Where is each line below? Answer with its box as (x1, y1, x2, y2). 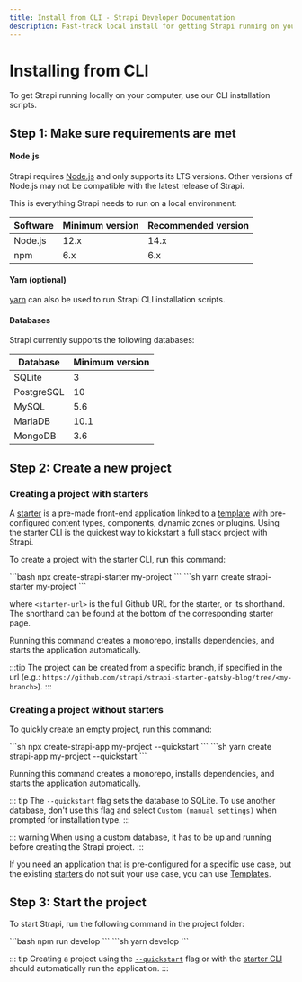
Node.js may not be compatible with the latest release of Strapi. (9, 181, 245, 192)
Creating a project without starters (9, 704, 164, 716)
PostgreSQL (13, 386, 65, 399)
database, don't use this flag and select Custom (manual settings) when (9, 805, 277, 815)
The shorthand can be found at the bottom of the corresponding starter (9, 608, 274, 619)
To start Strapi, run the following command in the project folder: (9, 919, 245, 930)
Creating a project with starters (9, 487, 149, 500)
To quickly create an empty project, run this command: (9, 724, 213, 734)
